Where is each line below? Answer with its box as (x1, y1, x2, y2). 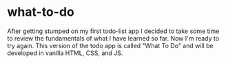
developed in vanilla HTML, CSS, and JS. (7, 49, 123, 57)
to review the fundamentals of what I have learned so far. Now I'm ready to (7, 34, 219, 42)
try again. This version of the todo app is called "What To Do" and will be (7, 41, 214, 50)
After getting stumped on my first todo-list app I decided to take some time (7, 27, 220, 35)
